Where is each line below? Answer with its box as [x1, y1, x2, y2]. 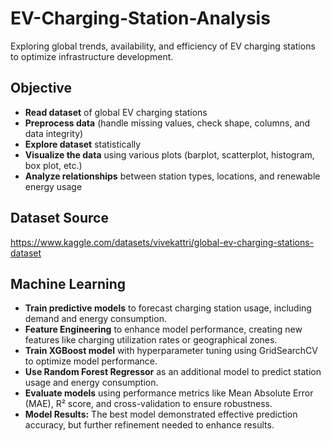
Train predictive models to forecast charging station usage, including [24, 302, 312, 314]
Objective [10, 80, 73, 97]
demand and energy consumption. [24, 313, 167, 325]
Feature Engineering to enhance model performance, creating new [24, 323, 303, 336]
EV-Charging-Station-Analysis [10, 7, 271, 30]
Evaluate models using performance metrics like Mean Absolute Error [24, 387, 314, 399]
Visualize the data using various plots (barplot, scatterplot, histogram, [24, 148, 315, 161]
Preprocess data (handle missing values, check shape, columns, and [24, 117, 311, 129]
